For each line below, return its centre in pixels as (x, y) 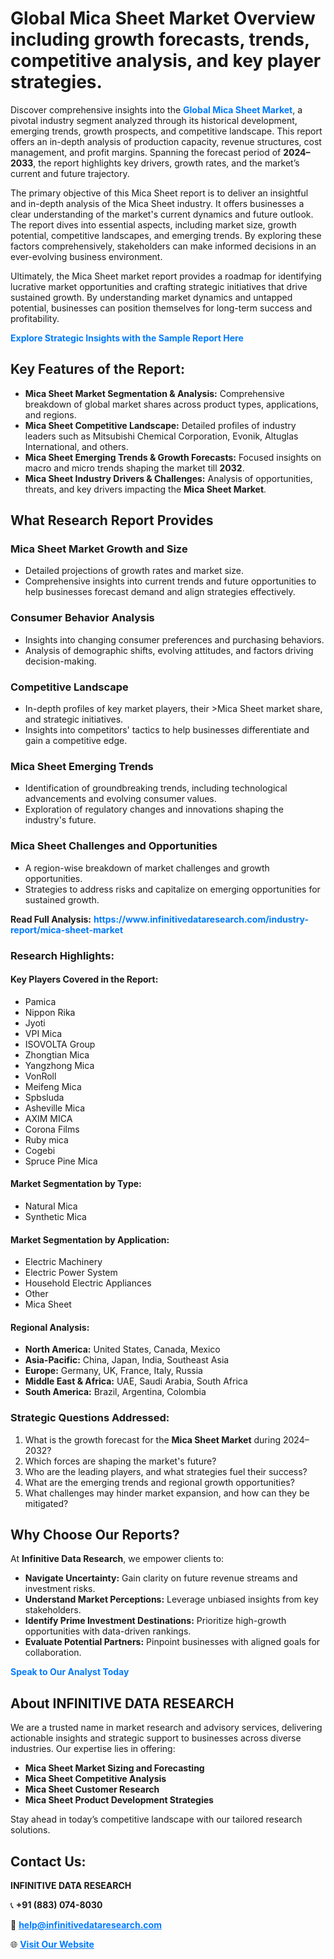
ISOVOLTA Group (60, 1044)
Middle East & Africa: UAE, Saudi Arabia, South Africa (136, 1381)
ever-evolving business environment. (86, 256)
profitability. (35, 318)
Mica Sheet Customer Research (92, 1789)
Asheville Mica (55, 1108)
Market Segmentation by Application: (90, 1239)
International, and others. (76, 446)
